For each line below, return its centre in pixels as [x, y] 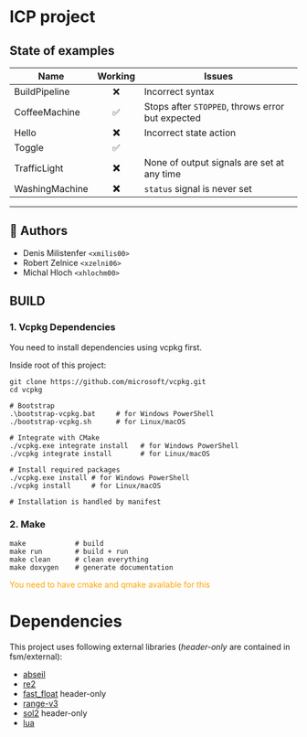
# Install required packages [65, 470]
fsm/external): [36, 657]
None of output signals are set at [214, 162]
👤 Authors [39, 231]
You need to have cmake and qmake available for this [110, 584]
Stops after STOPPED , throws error [214, 107]
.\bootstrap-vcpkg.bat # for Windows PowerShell [112, 413]
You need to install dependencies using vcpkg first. [106, 347]
